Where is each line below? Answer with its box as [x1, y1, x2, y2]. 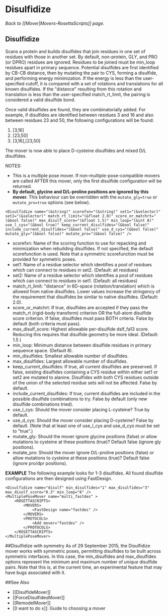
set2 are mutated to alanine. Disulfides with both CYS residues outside [12, 374, 159, 380]
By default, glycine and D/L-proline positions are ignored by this [12, 188, 149, 195]
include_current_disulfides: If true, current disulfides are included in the [12, 390, 160, 396]
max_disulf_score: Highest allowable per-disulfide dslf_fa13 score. [12, 326, 149, 332]
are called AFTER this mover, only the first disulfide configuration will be [12, 178, 162, 184]
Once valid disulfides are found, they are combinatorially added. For [5, 106, 146, 112]
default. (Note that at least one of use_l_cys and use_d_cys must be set [12, 422, 160, 429]
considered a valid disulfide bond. [5, 97, 75, 103]
